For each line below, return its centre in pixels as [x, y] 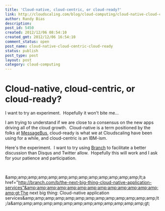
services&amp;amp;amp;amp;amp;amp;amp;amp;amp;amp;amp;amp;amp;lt [82, 198]
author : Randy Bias [25, 19]
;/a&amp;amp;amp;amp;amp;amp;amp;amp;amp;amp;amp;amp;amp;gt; [78, 203]
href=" [12, 182]
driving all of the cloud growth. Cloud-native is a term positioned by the [78, 128]
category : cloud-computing [33, 64]
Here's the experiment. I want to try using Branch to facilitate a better [76, 148]
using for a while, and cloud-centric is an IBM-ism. [56, 138]
